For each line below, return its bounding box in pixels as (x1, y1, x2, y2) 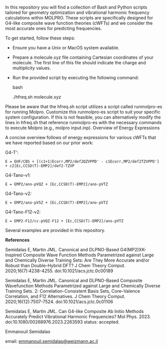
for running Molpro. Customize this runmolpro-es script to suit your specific (5, 109, 161, 115)
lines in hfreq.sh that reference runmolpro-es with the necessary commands (5, 120, 162, 125)
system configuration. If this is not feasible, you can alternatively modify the (5, 114, 161, 120)
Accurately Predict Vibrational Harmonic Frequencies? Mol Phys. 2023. (5, 314, 151, 320)
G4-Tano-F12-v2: (5, 209, 41, 215)
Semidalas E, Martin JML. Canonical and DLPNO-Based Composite (5, 278, 143, 283)
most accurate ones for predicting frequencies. (5, 25, 102, 31)
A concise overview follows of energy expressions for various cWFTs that (5, 135, 156, 140)
